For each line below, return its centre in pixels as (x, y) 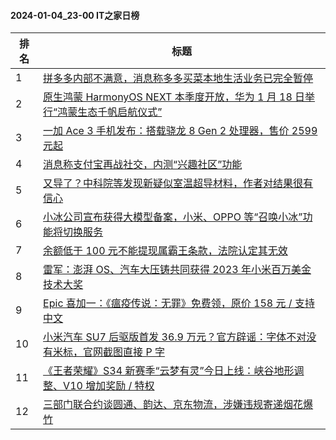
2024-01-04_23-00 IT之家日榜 (75, 15)
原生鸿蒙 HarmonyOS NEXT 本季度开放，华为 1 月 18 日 (174, 97)
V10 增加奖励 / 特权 (109, 386)
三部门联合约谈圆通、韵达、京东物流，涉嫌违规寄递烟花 (173, 405)
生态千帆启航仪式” (120, 112)
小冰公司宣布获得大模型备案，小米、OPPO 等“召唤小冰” (173, 217)
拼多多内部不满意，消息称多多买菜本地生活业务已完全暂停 (178, 78)
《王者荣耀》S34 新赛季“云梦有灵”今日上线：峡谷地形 (169, 371)
